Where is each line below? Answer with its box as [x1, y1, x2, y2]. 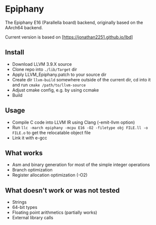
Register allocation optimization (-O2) [12, 172, 88, 178]
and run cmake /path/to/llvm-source [12, 82, 86, 88]
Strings [12, 199, 27, 205]
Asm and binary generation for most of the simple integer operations [12, 162, 150, 168]
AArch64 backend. [5, 24, 43, 30]
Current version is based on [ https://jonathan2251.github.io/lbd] [5, 34, 133, 40]
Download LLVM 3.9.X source [12, 61, 72, 67]
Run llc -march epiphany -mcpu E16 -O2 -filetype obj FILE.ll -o [12, 124, 148, 130]
